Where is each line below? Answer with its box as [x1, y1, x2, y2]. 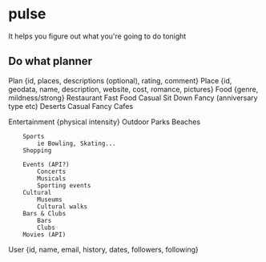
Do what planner [8, 54, 93, 68]
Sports [22, 132, 45, 140]
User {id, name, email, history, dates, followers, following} [8, 244, 199, 254]
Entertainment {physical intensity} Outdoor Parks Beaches [8, 117, 201, 127]
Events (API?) [22, 160, 70, 168]
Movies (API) [22, 230, 66, 239]
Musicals [37, 174, 66, 183]
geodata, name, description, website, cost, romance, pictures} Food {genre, [8, 84, 259, 94]
